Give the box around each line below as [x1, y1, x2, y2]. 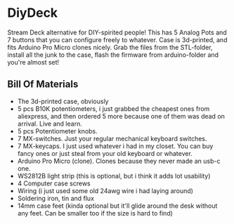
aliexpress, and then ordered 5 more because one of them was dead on [17, 112, 225, 120]
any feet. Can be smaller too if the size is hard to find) [17, 209, 174, 217]
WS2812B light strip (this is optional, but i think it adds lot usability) [17, 171, 211, 180]
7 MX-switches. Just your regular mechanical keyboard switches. [17, 134, 207, 143]
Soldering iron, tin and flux [17, 194, 95, 202]
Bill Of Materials [7, 79, 79, 91]
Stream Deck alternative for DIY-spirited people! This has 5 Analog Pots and [7, 28, 227, 37]
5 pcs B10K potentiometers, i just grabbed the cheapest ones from [17, 104, 210, 113]
